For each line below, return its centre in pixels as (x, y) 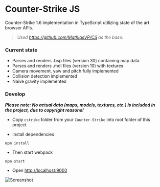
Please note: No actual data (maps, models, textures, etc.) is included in (80, 105)
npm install (17, 143)
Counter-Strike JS (43, 9)
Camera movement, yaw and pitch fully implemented (65, 71)
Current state (21, 50)
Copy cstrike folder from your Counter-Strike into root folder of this (81, 119)
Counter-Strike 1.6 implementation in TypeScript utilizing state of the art (77, 23)
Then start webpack (32, 152)
